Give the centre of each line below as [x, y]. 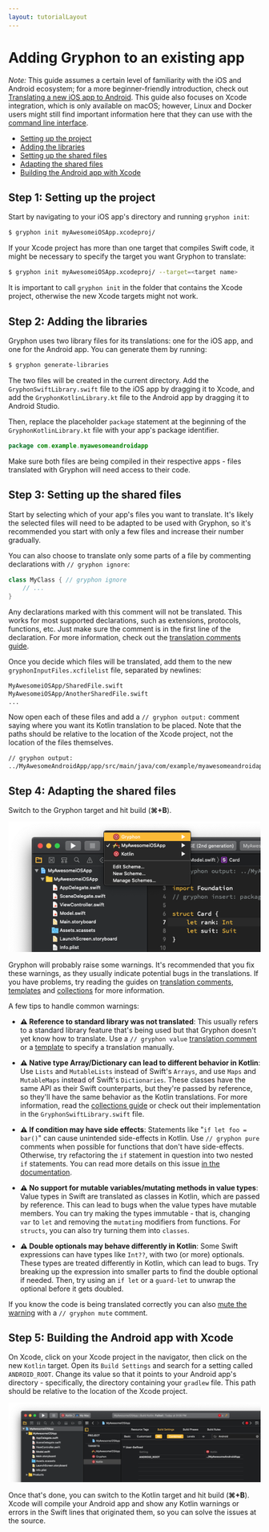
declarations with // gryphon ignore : [69, 564]
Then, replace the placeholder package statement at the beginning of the [127, 421]
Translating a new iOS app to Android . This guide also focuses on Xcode [128, 97]
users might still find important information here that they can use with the [130, 114]
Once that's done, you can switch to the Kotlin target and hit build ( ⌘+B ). [129, 1495]
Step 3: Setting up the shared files [95, 495]
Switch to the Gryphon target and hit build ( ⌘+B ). [90, 810]
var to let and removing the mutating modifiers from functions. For [130, 1222]
